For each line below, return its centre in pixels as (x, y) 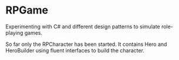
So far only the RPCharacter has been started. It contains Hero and (86, 44)
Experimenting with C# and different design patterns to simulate (83, 26)
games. (33, 32)
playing (14, 32)
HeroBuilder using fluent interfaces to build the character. (75, 50)
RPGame (27, 10)
